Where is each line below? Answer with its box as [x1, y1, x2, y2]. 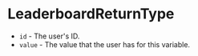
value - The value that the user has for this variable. [18, 39, 190, 49]
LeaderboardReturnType [7, 5, 175, 23]
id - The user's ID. [18, 31, 80, 41]
